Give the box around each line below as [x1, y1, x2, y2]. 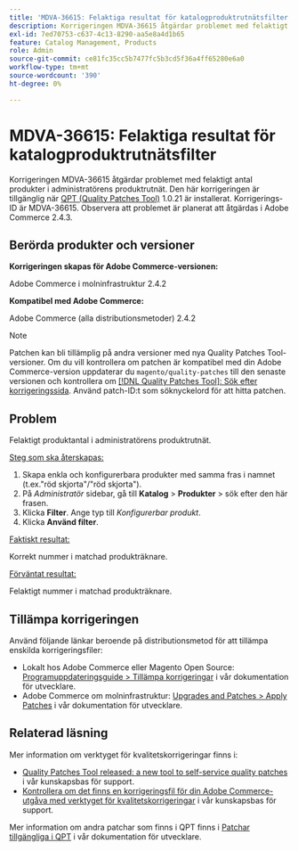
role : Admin [9, 46, 53, 55]
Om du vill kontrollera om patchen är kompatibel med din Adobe [47, 357, 282, 368]
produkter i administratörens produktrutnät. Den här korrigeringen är [9, 184, 260, 194]
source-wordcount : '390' [9, 71, 101, 80]
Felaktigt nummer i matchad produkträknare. [9, 585, 173, 597]
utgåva [21, 795, 48, 806]
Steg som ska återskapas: [9, 452, 104, 463]
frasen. [21, 498, 49, 509]
